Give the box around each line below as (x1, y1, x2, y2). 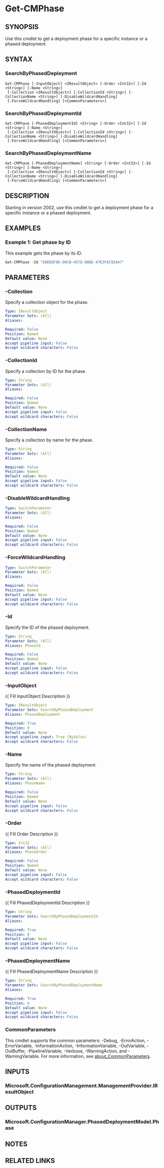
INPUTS (5, 1067, 30, 1076)
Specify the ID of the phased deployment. (5, 624, 90, 630)
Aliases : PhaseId (5, 643, 41, 648)
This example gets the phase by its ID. (5, 250, 82, 256)
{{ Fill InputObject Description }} (5, 693, 70, 699)
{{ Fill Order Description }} (5, 831, 58, 837)
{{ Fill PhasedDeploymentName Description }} (5, 969, 98, 975)
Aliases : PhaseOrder (5, 849, 48, 855)
